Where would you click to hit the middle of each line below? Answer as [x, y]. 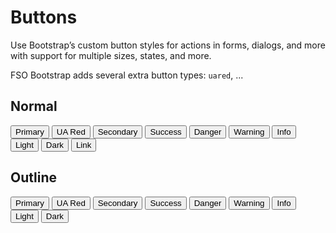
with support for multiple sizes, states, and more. [111, 55]
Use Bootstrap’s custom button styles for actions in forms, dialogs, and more [168, 45]
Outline [33, 177]
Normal [34, 106]
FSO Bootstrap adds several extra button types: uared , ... [127, 75]
